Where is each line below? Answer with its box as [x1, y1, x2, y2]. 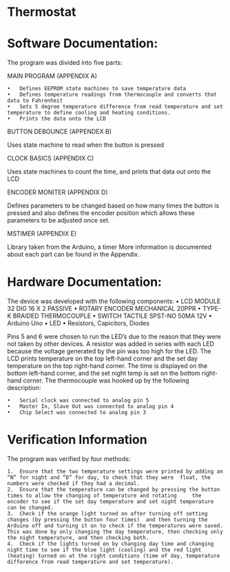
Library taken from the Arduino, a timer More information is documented [7, 243, 212, 252]
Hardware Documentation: [7, 274, 162, 290]
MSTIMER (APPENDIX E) [7, 229, 77, 238]
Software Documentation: [7, 36, 158, 52]
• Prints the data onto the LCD [7, 115, 107, 123]
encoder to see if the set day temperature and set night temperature [7, 498, 214, 505]
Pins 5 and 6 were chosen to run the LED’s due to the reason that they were [7, 332, 222, 341]
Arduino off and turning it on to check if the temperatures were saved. [7, 522, 224, 529]
